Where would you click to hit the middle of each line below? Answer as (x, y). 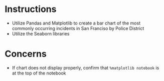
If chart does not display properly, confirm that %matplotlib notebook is (86, 67)
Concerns (26, 54)
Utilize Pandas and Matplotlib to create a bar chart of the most (76, 23)
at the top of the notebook (39, 73)
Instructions (31, 9)
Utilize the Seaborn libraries (41, 33)
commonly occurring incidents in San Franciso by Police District (78, 28)
